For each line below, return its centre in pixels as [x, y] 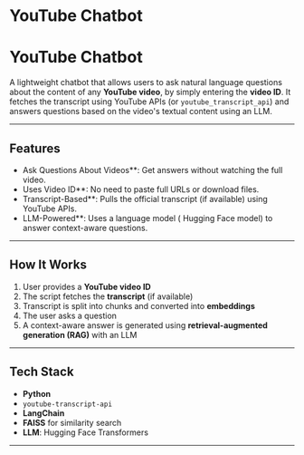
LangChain [43, 412]
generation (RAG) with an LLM [80, 334]
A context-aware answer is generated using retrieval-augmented [145, 325]
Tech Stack [42, 372]
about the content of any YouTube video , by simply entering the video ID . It [150, 92]
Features [35, 148]
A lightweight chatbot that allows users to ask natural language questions [146, 82]
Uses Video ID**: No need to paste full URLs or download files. [141, 189]
